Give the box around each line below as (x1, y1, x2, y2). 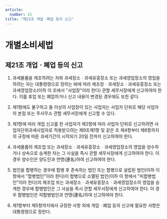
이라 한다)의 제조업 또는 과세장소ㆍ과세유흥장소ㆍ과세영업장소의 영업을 (18, 180, 155, 186)
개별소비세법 (5, 39, 54, 51)
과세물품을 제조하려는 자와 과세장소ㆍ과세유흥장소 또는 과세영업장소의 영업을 (12, 75, 161, 81)
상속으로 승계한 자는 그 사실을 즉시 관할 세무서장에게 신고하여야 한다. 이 (21, 150, 160, 156)
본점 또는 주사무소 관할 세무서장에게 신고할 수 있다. (17, 110, 116, 116)
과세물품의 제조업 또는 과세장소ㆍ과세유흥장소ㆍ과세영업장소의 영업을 (12, 144, 146, 150)
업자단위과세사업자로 (12, 127, 53, 133)
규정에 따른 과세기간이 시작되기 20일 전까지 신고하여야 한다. (17, 133, 133, 139)
